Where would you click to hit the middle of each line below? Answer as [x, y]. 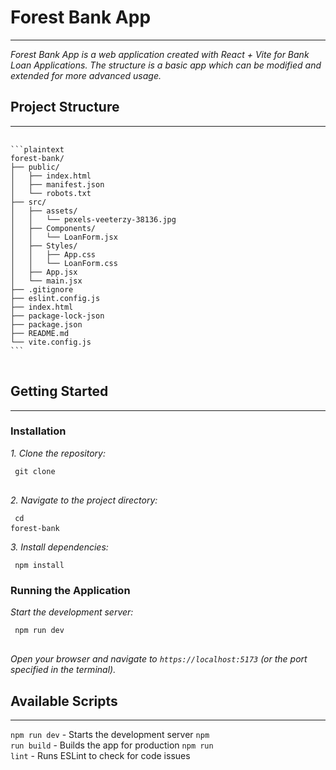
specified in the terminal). [63, 670]
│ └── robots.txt [51, 193]
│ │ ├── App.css [53, 254]
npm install [39, 565]
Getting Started [59, 391]
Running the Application [70, 590]
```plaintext [37, 149]
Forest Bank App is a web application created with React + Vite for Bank [160, 54]
